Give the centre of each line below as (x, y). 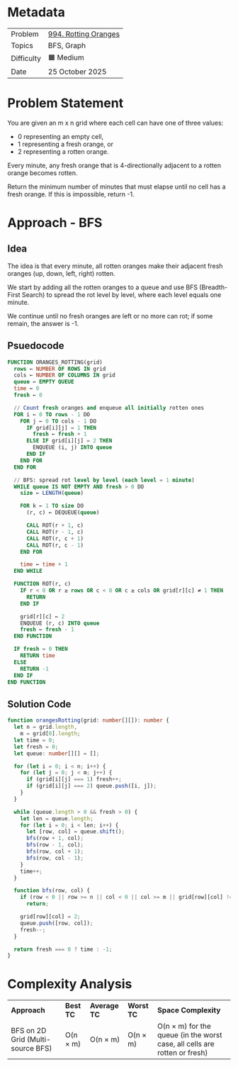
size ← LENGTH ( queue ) (52, 493)
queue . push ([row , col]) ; (57, 923)
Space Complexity (189, 1010)
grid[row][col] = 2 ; (50, 917)
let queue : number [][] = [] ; (57, 753)
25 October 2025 (77, 72)
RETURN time (38, 656)
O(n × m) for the (184, 1027)
